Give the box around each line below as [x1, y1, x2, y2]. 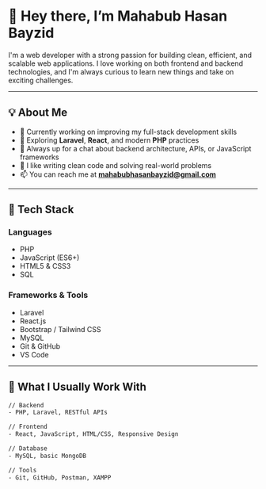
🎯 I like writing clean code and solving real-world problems [19, 160, 212, 170]
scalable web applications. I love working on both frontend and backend [8, 59, 244, 68]
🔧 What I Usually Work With [8, 380, 146, 394]
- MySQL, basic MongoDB [8, 452, 87, 460]
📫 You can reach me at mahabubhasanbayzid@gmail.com [19, 170, 216, 179]
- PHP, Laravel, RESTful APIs [8, 408, 108, 417]
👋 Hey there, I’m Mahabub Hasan [8, 7, 228, 25]
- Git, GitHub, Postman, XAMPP [8, 473, 112, 482]
